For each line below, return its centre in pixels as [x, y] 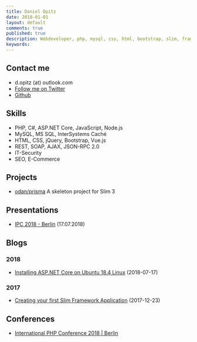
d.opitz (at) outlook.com [44, 82]
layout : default [26, 22]
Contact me [28, 68]
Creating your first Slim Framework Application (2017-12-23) [87, 300]
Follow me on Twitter [40, 88]
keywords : [18, 45]
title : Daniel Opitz [31, 11]
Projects [22, 177]
